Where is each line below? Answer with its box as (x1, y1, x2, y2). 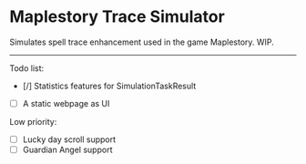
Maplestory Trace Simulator (9, 6, 225, 27)
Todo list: (9, 62, 45, 74)
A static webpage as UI (22, 97, 110, 108)
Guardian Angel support (22, 144, 113, 156)
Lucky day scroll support (22, 134, 117, 145)
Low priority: (9, 117, 57, 127)
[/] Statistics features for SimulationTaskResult (22, 80, 197, 91)
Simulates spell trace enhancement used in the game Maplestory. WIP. (9, 36, 275, 47)
